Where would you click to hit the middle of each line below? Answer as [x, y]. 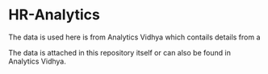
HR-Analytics [54, 15]
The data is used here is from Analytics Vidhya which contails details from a [134, 37]
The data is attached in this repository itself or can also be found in [120, 52]
